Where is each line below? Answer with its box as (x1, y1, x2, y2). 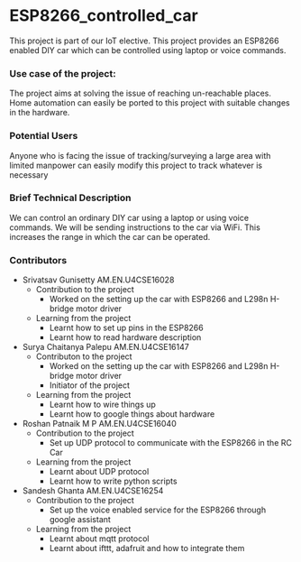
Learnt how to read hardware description (49, 332, 202, 343)
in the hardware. (9, 107, 70, 118)
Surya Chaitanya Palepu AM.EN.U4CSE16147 (22, 342, 189, 353)
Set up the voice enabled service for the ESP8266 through (49, 504, 267, 515)
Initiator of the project (49, 380, 131, 391)
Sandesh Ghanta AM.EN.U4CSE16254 (22, 485, 164, 496)
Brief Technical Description (9, 191, 132, 204)
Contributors (9, 253, 68, 266)
